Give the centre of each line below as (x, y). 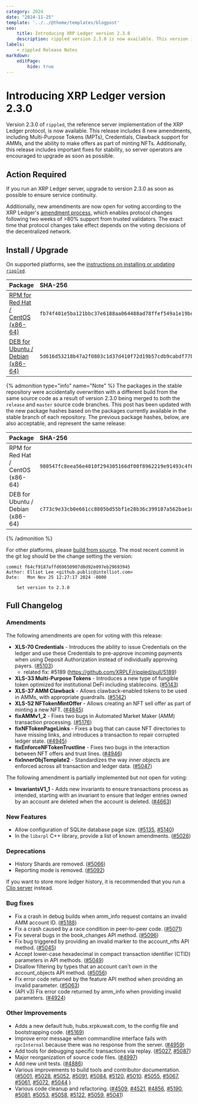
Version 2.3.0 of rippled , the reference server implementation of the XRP (95, 125)
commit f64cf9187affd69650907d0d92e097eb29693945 (68, 567)
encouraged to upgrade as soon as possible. (60, 156)
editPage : (29, 61)
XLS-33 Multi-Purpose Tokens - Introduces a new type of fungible (96, 678)
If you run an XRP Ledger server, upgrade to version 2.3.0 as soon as (90, 189)
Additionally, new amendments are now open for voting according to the (94, 207)
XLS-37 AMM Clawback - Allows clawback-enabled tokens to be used (101, 691)
